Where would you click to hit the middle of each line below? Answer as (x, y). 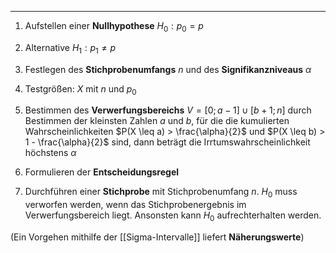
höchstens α (50, 153)
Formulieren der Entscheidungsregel (102, 172)
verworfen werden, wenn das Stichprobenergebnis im (135, 205)
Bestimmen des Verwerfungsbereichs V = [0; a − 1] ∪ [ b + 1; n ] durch (168, 110)
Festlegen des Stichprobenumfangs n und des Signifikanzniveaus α (168, 69)
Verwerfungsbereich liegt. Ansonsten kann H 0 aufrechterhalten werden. (173, 216)
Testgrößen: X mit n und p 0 (80, 89)
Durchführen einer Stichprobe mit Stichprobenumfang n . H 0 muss (161, 193)
